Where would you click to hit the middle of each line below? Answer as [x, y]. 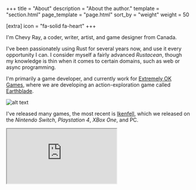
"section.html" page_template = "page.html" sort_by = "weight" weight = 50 [98, 15]
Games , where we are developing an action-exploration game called [88, 85]
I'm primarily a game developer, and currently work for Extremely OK [89, 79]
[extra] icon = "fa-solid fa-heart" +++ [51, 26]
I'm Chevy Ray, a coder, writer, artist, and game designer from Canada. [92, 37]
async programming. [31, 67]
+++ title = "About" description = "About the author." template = [83, 8]
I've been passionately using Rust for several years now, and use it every [94, 49]
